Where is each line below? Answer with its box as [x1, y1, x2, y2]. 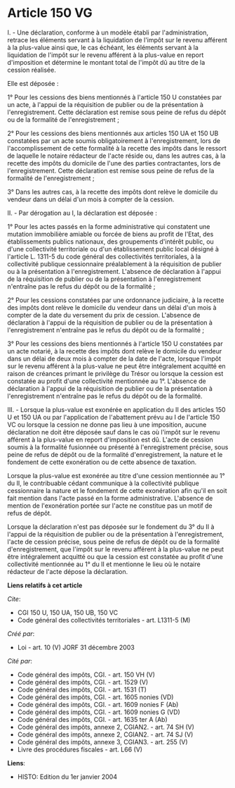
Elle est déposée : [7, 79, 59, 87]
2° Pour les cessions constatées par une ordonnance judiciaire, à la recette [7, 296, 224, 304]
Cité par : [7, 656, 33, 665]
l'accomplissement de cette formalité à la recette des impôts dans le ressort [7, 144, 227, 152]
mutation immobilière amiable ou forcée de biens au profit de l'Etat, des [7, 230, 214, 238]
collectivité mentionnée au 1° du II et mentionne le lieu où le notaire [7, 560, 201, 568]
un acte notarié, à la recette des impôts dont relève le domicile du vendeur [7, 346, 222, 355]
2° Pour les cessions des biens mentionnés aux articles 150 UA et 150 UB [7, 129, 219, 137]
